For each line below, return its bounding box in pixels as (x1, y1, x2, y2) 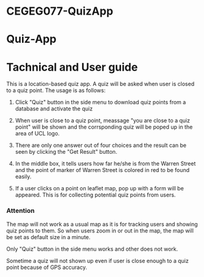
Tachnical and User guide (6, 60, 138, 74)
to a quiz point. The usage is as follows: (6, 87, 106, 94)
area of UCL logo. (15, 130, 60, 137)
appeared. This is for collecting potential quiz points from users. (15, 191, 176, 199)
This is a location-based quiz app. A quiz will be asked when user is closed (6, 81, 195, 88)
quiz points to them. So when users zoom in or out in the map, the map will (6, 227, 194, 234)
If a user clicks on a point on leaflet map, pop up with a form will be (15, 185, 184, 192)
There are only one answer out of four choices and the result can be (15, 142, 187, 149)
